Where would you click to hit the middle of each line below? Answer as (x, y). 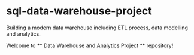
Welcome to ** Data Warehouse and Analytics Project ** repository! (90, 45)
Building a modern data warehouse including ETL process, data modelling (97, 27)
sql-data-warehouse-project (79, 11)
